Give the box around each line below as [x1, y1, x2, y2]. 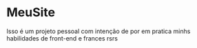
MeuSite [6, 5, 56, 20]
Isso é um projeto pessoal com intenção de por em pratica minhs [6, 27, 191, 35]
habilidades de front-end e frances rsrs [6, 34, 118, 42]
